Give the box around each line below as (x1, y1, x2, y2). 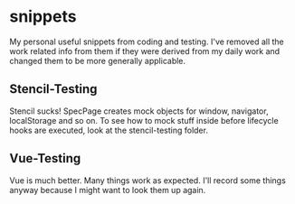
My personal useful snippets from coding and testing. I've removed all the (9, 36, 285, 47)
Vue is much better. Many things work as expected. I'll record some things (9, 174, 287, 186)
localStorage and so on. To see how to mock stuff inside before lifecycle (9, 115, 279, 125)
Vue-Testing (9, 151, 81, 166)
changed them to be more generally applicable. (9, 55, 186, 66)
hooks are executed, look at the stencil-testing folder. (9, 125, 208, 135)
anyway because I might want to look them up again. (9, 184, 206, 195)
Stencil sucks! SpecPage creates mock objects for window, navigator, (9, 106, 269, 116)
